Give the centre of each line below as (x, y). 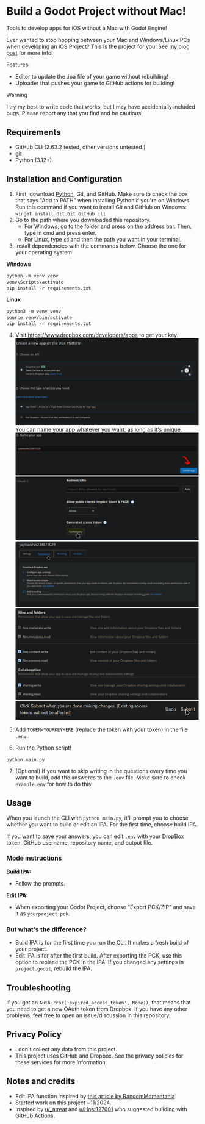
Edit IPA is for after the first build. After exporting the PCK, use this (99, 956)
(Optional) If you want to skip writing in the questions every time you (101, 771)
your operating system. (44, 252)
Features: (18, 65)
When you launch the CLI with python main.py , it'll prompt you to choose (98, 818)
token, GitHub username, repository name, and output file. (80, 842)
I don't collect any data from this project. (66, 1049)
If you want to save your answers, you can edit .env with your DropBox (95, 836)
